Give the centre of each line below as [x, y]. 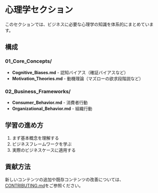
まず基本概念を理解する [35, 138]
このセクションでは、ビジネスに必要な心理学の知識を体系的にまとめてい [77, 24]
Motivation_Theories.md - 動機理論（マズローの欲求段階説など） [78, 79]
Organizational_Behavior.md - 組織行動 [52, 108]
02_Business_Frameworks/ [38, 91]
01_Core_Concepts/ [29, 61]
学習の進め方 [24, 125]
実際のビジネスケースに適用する [44, 150]
